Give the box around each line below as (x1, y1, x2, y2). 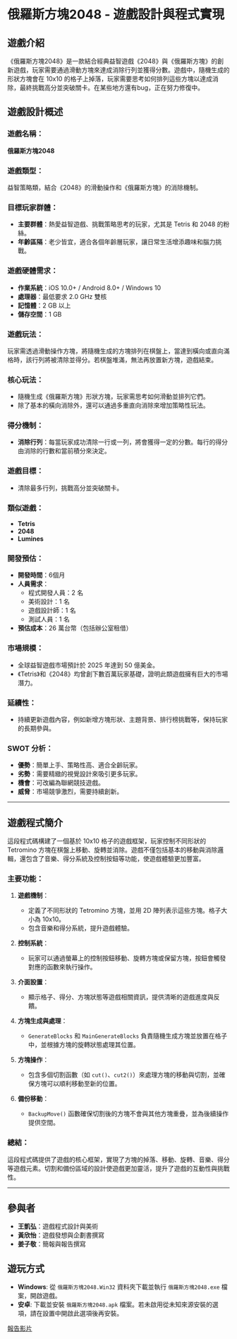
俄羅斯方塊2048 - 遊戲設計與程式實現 (7, 6, 225, 23)
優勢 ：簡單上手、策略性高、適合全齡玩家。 (17, 761, 142, 769)
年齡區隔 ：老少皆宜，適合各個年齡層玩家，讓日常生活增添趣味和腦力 (17, 238, 216, 246)
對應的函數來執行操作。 (28, 963, 97, 971)
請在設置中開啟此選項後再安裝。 (30, 1309, 123, 1318)
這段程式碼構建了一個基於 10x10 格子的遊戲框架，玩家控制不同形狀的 (7, 837, 207, 846)
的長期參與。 (17, 724, 55, 732)
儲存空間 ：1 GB (17, 310, 62, 318)
